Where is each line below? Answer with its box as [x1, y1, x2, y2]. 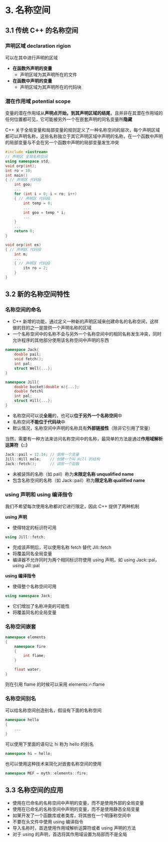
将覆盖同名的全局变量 [12, 609, 56, 615]
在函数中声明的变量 [12, 78, 52, 84]
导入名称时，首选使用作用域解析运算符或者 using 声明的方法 [12, 825, 136, 831]
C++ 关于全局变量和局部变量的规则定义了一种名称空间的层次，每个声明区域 [5, 127, 160, 133]
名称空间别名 [5, 695, 36, 702]
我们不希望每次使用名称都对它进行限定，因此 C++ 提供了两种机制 [5, 503, 139, 509]
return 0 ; [14, 229, 35, 234]
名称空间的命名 [5, 306, 41, 313]
